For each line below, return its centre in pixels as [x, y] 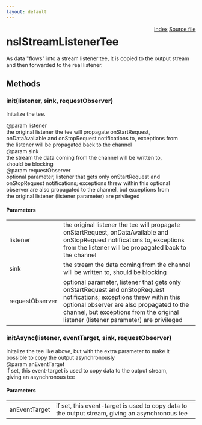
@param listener [26, 126]
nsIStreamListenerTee [63, 41]
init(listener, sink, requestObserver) [60, 101]
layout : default [26, 12]
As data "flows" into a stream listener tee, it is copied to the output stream [98, 58]
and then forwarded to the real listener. [54, 65]
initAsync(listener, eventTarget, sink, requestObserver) [89, 338]
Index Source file [175, 29]
